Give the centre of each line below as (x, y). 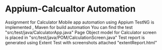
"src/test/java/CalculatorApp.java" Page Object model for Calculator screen (81, 32)
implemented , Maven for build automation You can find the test (69, 27)
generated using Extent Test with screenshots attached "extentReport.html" (81, 42)
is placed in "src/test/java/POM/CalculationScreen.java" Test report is (75, 37)
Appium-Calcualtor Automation (70, 9)
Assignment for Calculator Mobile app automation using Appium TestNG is (80, 22)
